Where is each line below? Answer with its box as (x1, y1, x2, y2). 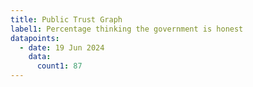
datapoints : (10, 33, 60, 43)
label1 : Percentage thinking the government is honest (10, 24, 244, 34)
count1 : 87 (36, 61, 83, 71)
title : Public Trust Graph (10, 14, 123, 25)
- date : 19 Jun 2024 (19, 42, 105, 53)
